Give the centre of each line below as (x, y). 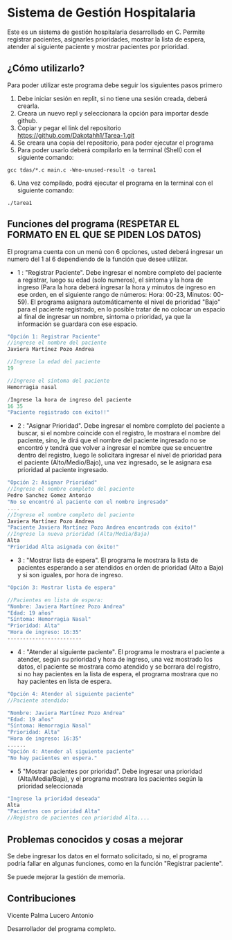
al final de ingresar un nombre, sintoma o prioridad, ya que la (104, 316)
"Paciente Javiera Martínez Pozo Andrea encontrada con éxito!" (102, 527)
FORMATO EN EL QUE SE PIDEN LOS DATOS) (105, 235)
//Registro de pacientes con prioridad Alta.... (79, 818)
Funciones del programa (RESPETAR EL (93, 224)
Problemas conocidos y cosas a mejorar (95, 839)
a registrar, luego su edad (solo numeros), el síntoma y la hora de (110, 280)
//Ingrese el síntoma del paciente (59, 381)
